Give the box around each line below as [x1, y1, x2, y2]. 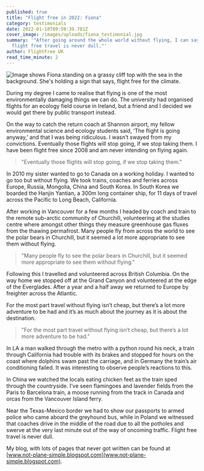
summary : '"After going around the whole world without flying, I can [6, 37, 189, 43]
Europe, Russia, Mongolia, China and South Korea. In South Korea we [6, 183, 179, 190]
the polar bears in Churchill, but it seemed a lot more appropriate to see [6, 233, 185, 241]
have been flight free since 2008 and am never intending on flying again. [6, 146, 188, 154]
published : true [6, 9, 47, 15]
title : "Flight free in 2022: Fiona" [6, 15, 102, 21]
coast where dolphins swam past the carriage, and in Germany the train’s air [6, 357, 197, 364]
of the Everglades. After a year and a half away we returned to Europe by [6, 283, 189, 290]
